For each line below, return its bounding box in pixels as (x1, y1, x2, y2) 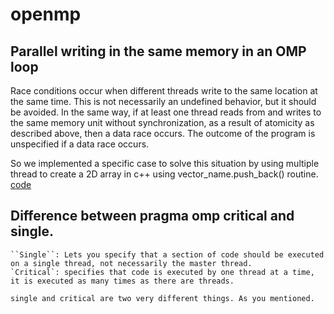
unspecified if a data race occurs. (10, 138, 150, 150)
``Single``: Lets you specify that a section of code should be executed (10, 249, 325, 260)
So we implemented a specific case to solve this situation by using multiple (10, 158, 320, 169)
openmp (10, 3, 82, 26)
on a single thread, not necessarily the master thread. (10, 258, 253, 268)
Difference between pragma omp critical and (10, 208, 295, 225)
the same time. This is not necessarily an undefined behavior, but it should (10, 96, 317, 107)
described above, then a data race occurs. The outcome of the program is (10, 128, 316, 139)
